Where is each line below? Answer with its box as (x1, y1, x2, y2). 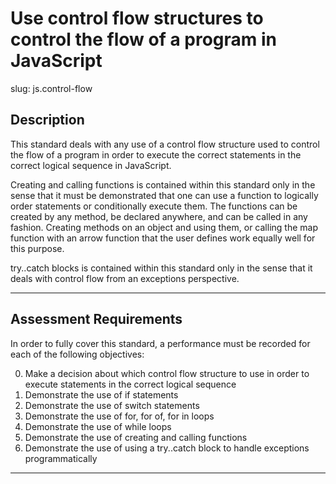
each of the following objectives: (10, 348, 145, 360)
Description (10, 112, 85, 129)
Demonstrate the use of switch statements (24, 399, 200, 411)
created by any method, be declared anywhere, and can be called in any (10, 210, 308, 222)
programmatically (24, 452, 98, 464)
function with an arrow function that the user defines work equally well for (10, 232, 316, 244)
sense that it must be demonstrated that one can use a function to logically (10, 189, 319, 201)
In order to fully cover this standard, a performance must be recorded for (10, 337, 311, 349)
